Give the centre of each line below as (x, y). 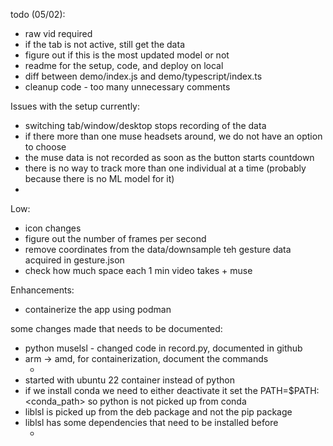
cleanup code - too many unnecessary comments (127, 87)
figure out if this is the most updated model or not (127, 55)
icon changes (53, 228)
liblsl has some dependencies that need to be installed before (151, 422)
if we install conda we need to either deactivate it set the (141, 390)
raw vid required (58, 33)
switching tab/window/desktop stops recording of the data (145, 125)
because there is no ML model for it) (99, 178)
